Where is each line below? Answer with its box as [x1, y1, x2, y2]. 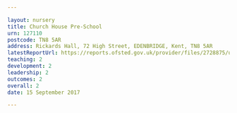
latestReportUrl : [7, 49, 59, 56]
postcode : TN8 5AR [7, 36, 61, 43]
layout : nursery [7, 16, 55, 23]
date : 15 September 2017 [7, 89, 80, 96]
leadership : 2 [7, 69, 49, 76]
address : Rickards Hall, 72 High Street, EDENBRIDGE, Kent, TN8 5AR [7, 43, 213, 50]
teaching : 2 [7, 56, 42, 64]
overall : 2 [7, 82, 39, 89]
